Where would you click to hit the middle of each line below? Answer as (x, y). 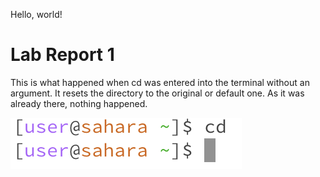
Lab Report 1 (62, 55)
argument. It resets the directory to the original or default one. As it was (157, 93)
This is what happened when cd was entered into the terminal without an (160, 82)
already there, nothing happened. (79, 103)
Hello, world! (36, 14)
